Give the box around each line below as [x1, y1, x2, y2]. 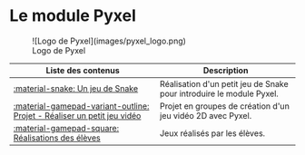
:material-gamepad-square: [13, 123, 120, 134]
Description [202, 65, 249, 76]
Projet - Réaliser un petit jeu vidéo [13, 110, 142, 121]
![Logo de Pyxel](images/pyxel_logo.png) [32, 35, 186, 46]
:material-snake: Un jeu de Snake [13, 83, 139, 94]
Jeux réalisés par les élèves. [160, 128, 266, 139]
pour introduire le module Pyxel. [160, 88, 279, 99]
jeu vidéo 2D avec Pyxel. [160, 110, 252, 121]
